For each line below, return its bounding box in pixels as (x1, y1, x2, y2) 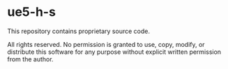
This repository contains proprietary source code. (7, 27, 150, 35)
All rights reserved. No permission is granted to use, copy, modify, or (7, 40, 205, 48)
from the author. (7, 55, 54, 63)
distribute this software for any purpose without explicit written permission (7, 48, 222, 56)
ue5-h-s (7, 4, 56, 20)
